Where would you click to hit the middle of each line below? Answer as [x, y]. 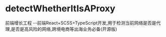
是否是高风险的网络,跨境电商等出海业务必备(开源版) [64, 29]
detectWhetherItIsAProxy [60, 9]
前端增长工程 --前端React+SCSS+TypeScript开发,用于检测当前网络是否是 [81, 23]
